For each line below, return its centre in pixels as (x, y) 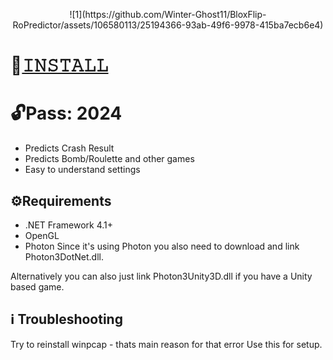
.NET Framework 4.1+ (68, 225)
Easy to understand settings (82, 170)
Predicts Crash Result (69, 148)
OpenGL (42, 235)
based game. (37, 286)
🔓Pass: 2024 (66, 113)
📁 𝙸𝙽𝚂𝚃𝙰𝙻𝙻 (59, 65)
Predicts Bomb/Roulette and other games (109, 159)
